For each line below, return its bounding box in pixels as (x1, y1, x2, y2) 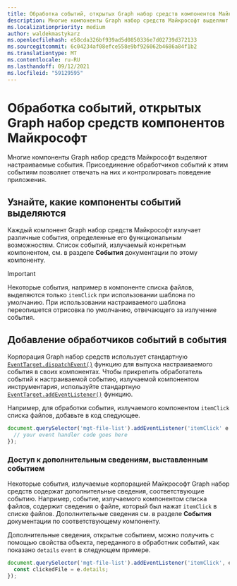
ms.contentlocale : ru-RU (7, 56, 80, 64)
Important (7, 270, 36, 278)
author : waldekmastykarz (7, 30, 80, 37)
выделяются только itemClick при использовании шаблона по (7, 291, 195, 299)
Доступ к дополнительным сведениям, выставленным (7, 455, 208, 465)
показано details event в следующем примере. (7, 545, 151, 554)
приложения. (7, 176, 47, 184)
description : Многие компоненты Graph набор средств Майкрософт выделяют (7, 17, 229, 24)
